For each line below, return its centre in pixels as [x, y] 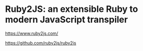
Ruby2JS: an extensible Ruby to [71, 9]
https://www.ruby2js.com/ [32, 33]
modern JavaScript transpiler [67, 20]
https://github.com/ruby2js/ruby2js [41, 43]
